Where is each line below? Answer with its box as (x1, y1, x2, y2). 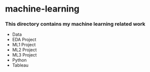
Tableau (12, 62, 29, 68)
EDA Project (12, 37, 37, 43)
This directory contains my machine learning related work (5, 21, 146, 28)
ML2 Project (12, 47, 37, 53)
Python (12, 57, 27, 63)
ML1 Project (12, 42, 36, 48)
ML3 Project (12, 52, 37, 58)
